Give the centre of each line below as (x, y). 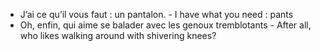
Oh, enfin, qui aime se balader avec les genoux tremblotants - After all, (165, 25)
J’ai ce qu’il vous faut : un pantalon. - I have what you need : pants (156, 14)
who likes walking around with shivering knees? (118, 35)
